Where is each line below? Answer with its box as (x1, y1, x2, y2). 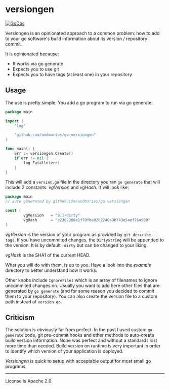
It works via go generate (12, 60, 64, 66)
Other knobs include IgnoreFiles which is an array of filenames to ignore (5, 277, 158, 283)
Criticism (5, 313, 35, 322)
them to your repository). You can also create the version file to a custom (5, 293, 158, 299)
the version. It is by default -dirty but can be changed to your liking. (5, 242, 148, 248)
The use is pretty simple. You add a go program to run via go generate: (5, 99, 153, 105)
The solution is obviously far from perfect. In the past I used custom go (5, 327, 153, 333)
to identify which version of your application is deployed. (5, 348, 124, 355)
